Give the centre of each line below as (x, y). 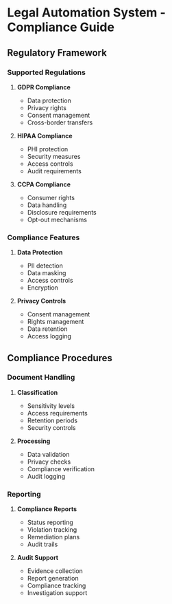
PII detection (45, 266)
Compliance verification (61, 468)
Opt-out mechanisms (57, 219)
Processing (34, 441)
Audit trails (42, 544)
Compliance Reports (47, 509)
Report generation (53, 579)
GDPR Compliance (44, 87)
